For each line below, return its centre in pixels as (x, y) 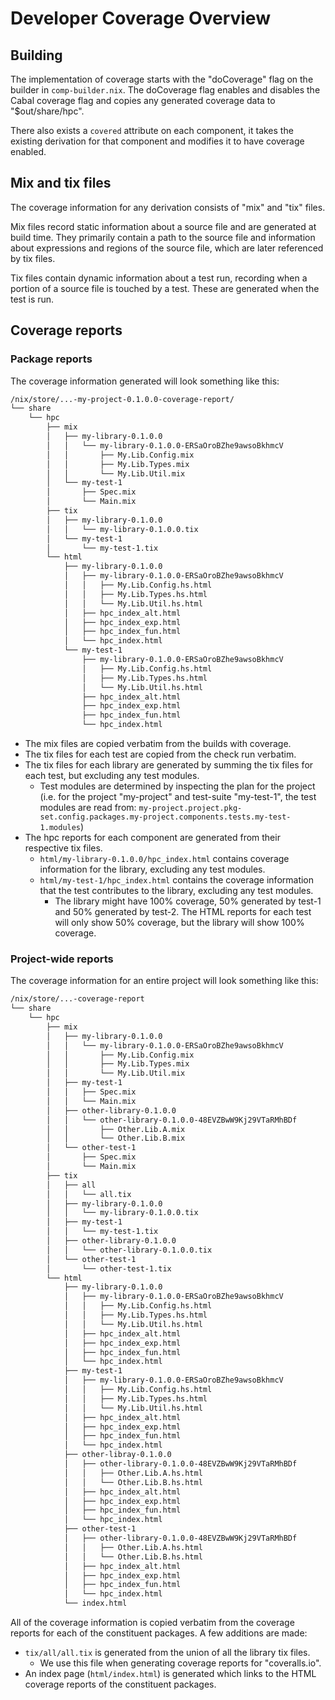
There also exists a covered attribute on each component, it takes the (152, 130)
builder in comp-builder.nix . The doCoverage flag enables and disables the (165, 90)
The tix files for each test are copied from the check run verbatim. (160, 754)
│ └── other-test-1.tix (109, 1268)
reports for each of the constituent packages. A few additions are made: (159, 1633)
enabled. (28, 151)
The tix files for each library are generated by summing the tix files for (169, 765)
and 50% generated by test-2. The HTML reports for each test (183, 911)
